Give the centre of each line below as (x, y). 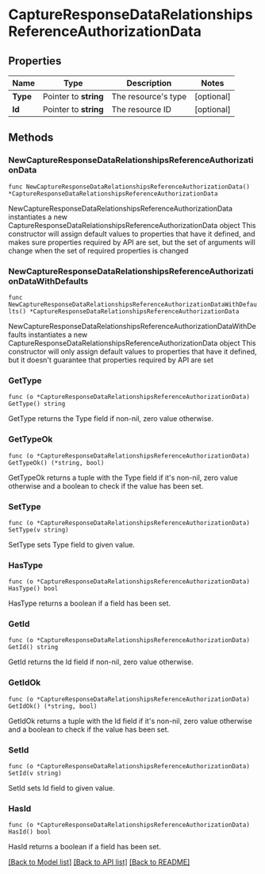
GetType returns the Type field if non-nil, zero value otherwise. (111, 419)
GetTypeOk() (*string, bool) (56, 462)
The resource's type (149, 97)
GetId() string (33, 648)
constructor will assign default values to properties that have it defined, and (132, 234)
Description (149, 83)
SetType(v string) (38, 530)
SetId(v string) (35, 773)
